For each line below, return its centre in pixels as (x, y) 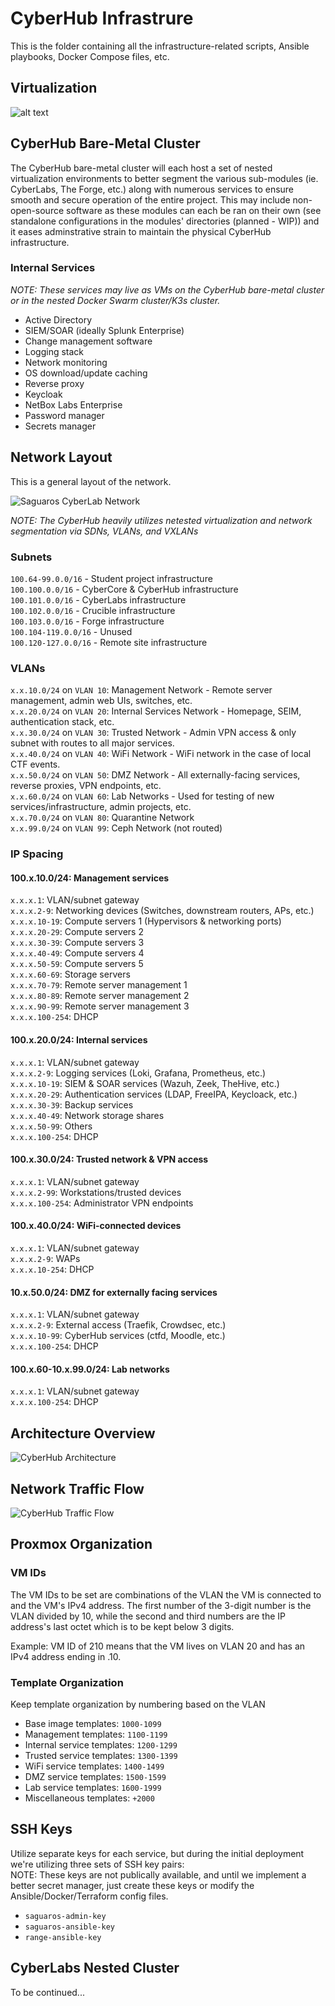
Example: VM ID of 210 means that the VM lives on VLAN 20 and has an (158, 1646)
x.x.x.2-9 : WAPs (45, 1258)
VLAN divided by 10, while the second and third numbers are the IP (148, 1616)
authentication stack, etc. (62, 722)
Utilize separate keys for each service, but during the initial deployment (157, 1853)
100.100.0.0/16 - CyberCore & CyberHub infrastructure (124, 589)
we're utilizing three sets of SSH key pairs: (97, 1864)
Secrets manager (60, 426)
